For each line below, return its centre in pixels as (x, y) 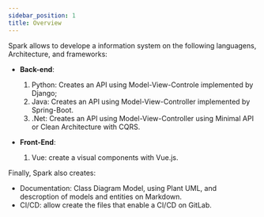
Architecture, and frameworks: (58, 54)
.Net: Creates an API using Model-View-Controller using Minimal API (143, 118)
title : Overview (35, 23)
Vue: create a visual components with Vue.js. (105, 157)
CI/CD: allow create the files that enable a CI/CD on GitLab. (115, 205)
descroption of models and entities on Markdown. (101, 196)
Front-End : (38, 142)
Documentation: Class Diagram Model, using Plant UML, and (118, 188)
